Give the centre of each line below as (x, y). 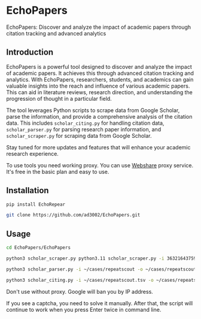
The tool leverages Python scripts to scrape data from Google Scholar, (93, 110)
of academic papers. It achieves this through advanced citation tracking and (100, 73)
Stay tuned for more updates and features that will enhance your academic (98, 147)
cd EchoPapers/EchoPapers (38, 248)
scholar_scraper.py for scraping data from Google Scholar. (79, 136)
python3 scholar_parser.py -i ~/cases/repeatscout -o (75, 269)
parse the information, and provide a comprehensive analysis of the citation (99, 116)
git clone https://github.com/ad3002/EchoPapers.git (73, 215)
